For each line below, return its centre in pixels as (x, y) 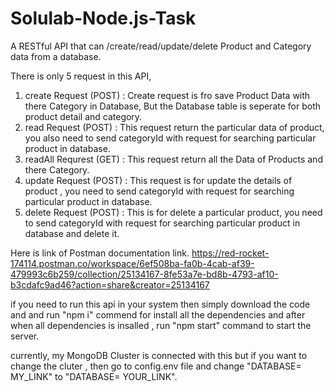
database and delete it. (72, 233)
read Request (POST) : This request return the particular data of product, (174, 127)
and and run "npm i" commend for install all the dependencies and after (158, 314)
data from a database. (56, 56)
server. (25, 336)
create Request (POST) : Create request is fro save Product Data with (167, 95)
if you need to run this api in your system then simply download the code (160, 304)
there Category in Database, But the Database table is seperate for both (172, 106)
